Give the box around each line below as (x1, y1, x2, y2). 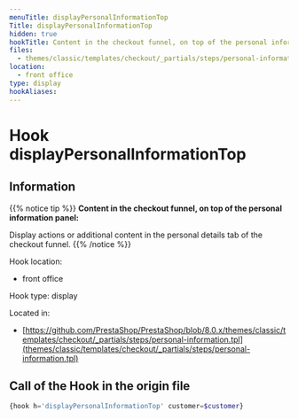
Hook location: (9, 256, 63, 267)
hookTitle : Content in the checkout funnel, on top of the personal (9, 37, 268, 47)
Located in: (9, 307, 51, 318)
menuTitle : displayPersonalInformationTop (9, 12, 169, 22)
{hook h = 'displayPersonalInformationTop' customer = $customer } (9, 402, 244, 411)
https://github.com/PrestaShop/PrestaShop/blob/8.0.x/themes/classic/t (25, 324, 286, 335)
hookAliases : (9, 87, 58, 96)
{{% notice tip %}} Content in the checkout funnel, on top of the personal (9, 203, 282, 213)
